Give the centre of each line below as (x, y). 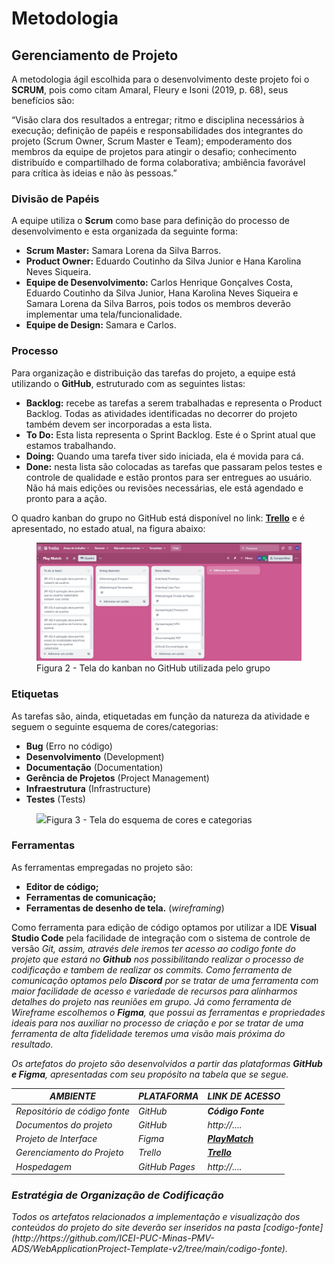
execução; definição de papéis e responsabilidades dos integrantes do (157, 130)
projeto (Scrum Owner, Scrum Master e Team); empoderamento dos (152, 141)
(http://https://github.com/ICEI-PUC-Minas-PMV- (113, 1238)
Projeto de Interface (56, 1139)
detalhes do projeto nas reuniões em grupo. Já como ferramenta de (152, 1001)
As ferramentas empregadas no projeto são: (102, 867)
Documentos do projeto (64, 1124)
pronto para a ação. (66, 498)
